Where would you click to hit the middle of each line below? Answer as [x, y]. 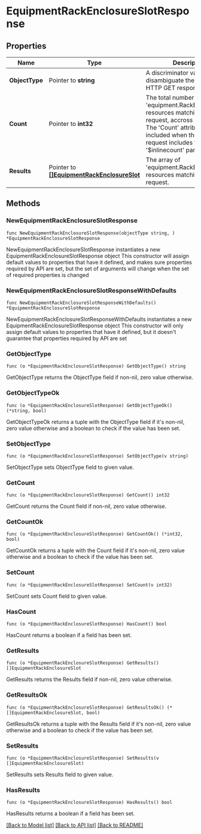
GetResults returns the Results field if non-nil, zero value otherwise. [89, 679]
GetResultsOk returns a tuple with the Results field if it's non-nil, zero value [99, 724]
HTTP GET [161, 88]
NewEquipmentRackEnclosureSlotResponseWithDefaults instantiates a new [99, 319]
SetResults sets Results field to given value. [60, 774]
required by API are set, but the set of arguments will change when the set [98, 269]
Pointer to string [72, 80]
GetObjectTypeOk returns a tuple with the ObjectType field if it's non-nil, [95, 421]
